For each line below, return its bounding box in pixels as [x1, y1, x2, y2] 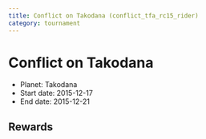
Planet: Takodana [19, 80, 78, 89]
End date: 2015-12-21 [19, 97, 91, 106]
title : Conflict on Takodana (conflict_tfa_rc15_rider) [8, 11, 199, 20]
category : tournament [8, 19, 81, 27]
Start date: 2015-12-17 [19, 89, 94, 98]
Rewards [8, 120, 54, 133]
